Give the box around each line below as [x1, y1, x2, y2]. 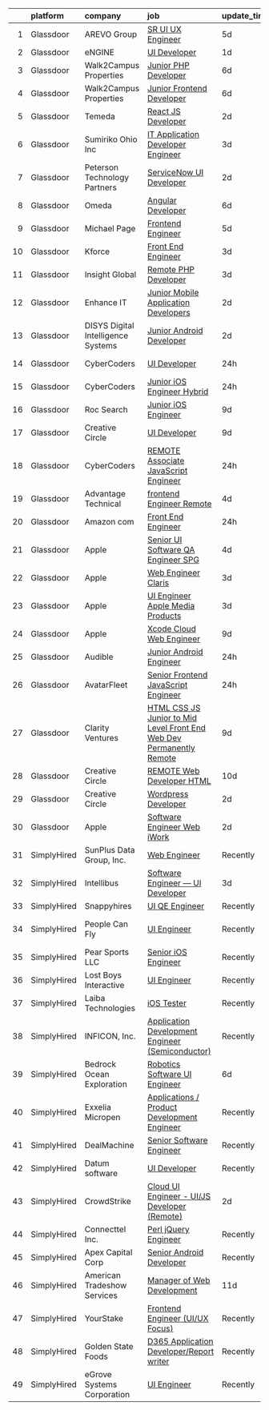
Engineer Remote [147, 498, 212, 509]
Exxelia [84, 1102, 112, 1112]
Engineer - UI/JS [147, 1191, 211, 1202]
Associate [147, 456, 185, 466]
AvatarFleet [84, 680, 128, 690]
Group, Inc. [84, 854, 126, 866]
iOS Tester [147, 998, 187, 1008]
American [84, 1270, 122, 1280]
